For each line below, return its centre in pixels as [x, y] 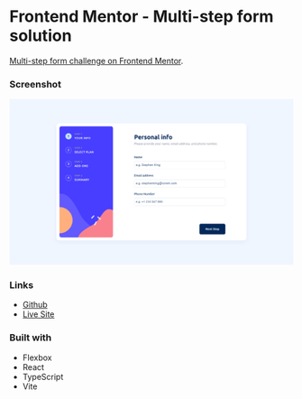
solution [41, 36]
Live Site [38, 314]
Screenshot [35, 84]
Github [35, 305]
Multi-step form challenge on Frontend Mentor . [96, 60]
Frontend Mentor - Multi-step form [142, 17]
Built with [31, 338]
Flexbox [37, 357]
